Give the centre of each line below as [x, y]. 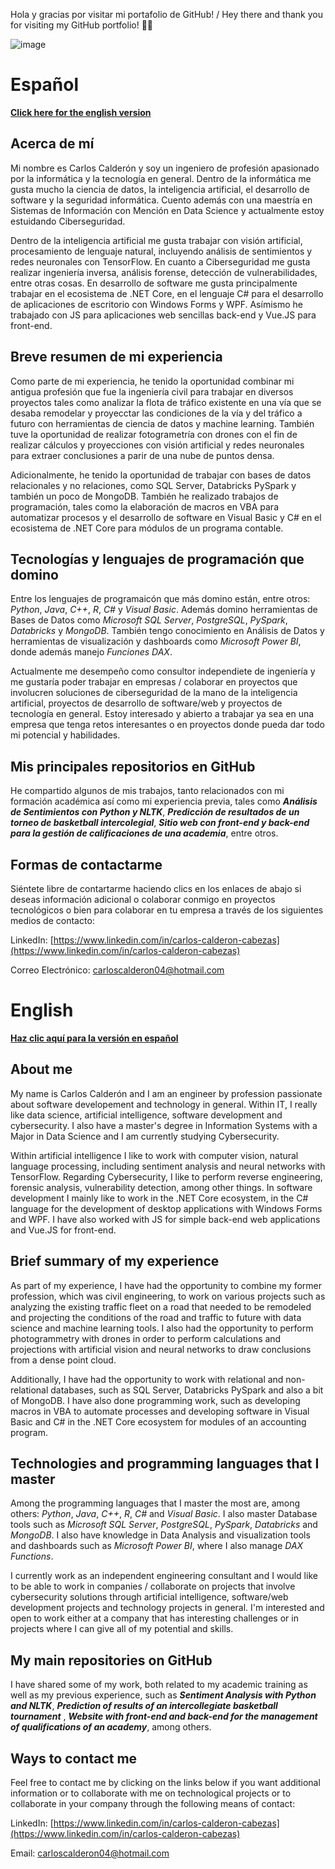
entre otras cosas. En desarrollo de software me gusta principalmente [154, 283]
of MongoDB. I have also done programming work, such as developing [155, 1400]
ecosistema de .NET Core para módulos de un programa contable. [147, 528]
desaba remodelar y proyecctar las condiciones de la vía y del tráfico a [156, 413]
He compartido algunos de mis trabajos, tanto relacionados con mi [147, 791]
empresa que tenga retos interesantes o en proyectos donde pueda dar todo [167, 725]
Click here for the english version [81, 112]
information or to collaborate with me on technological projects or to [151, 1793]
